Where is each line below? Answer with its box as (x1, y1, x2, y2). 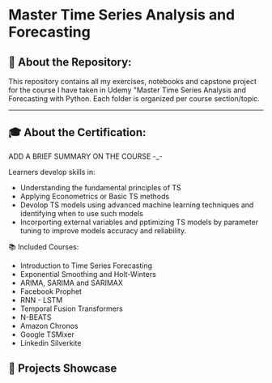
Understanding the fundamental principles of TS (19, 182, 182, 192)
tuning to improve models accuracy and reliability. (19, 225, 187, 236)
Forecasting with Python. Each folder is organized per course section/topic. (8, 94, 261, 103)
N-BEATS (19, 312, 52, 321)
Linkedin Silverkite (19, 338, 82, 347)
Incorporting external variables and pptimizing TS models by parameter (19, 217, 259, 227)
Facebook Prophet (19, 286, 83, 296)
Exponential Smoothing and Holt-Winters (19, 269, 156, 279)
